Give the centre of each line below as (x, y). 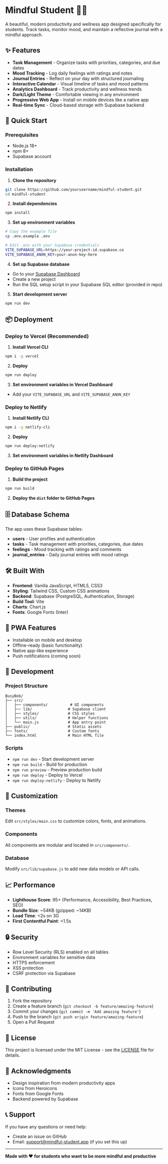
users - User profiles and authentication (54, 539)
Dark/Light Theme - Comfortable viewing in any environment (75, 94)
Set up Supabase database (41, 264)
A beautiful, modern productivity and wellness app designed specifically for (83, 24)
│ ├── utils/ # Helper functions (57, 718)
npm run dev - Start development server (53, 759)
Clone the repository (34, 180)
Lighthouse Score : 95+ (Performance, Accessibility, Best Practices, (82, 899)
